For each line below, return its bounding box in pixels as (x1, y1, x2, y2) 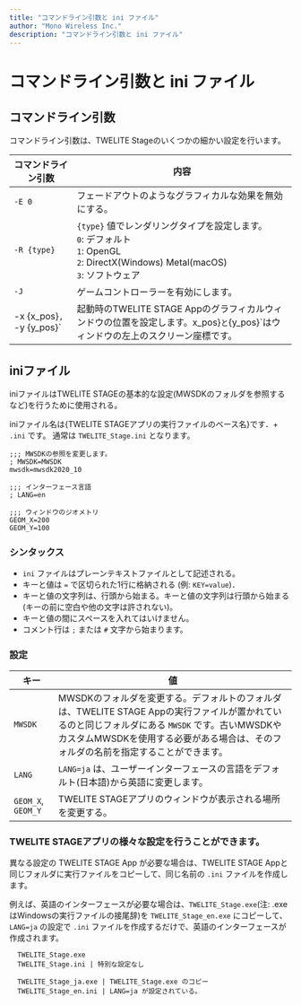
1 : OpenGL (76, 245, 122, 258)
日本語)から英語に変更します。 (79, 775, 209, 788)
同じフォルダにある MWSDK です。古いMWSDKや (84, 719, 282, 731)
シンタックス (9, 546, 64, 559)
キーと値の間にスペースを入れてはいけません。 (21, 613, 194, 624)
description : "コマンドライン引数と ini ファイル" (9, 30, 184, 39)
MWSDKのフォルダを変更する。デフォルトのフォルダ (57, 692, 282, 704)
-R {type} (13, 245, 56, 256)
